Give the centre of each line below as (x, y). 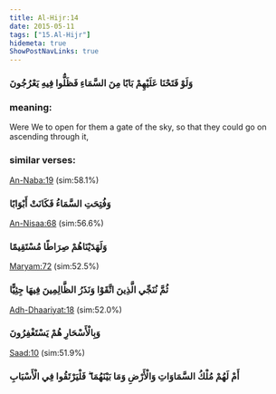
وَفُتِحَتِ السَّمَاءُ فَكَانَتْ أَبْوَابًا (60, 203)
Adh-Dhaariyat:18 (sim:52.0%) (66, 310)
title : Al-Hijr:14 (44, 18)
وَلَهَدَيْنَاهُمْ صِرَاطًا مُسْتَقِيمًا (58, 246)
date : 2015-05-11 (42, 26)
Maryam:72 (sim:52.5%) (54, 266)
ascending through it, (49, 137)
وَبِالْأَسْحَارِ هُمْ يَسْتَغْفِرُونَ (55, 333)
